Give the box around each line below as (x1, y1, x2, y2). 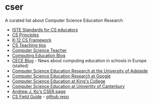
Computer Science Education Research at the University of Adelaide (12, 68, 148, 74)
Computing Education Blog (12, 52, 66, 58)
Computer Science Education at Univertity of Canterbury (12, 83, 125, 89)
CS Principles (12, 32, 39, 38)
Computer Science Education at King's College (12, 78, 106, 84)
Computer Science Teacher (12, 47, 67, 53)
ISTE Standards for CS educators (12, 27, 78, 32)
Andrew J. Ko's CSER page (12, 89, 66, 94)
